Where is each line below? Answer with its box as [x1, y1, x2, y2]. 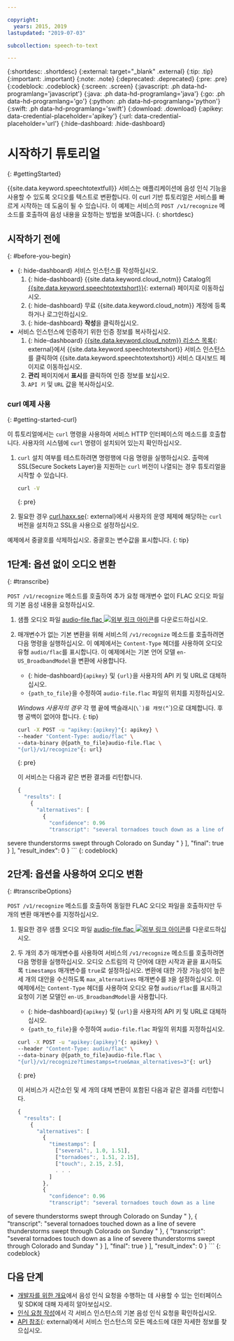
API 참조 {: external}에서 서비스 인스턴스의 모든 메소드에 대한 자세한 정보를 [17, 1317, 220, 1326]
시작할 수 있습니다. [17, 471, 68, 479]
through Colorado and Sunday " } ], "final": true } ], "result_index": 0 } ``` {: [7, 1242, 221, 1250]
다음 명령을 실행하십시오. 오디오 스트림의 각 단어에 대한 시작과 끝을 [17, 957, 198, 966]
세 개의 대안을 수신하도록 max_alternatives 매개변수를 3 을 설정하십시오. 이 [17, 975, 222, 983]
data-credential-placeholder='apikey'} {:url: [7, 112, 133, 120]
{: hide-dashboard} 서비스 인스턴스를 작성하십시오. [17, 267, 159, 274]
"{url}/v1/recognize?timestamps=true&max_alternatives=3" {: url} [17, 1058, 212, 1066]
